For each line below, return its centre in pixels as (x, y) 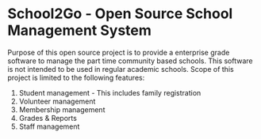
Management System (80, 30)
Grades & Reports (48, 118)
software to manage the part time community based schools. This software (130, 61)
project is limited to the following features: (76, 77)
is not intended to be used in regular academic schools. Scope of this (121, 69)
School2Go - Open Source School (120, 14)
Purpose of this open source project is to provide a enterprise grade (119, 52)
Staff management (49, 126)
